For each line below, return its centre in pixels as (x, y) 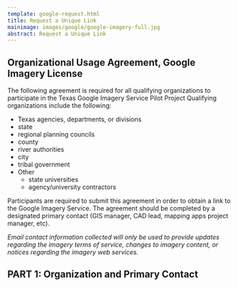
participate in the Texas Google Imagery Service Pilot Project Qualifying (112, 98)
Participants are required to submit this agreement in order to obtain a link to (119, 201)
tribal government (44, 164)
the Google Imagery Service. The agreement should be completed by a (111, 208)
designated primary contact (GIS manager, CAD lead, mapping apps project (118, 216)
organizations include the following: (59, 106)
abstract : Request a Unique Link (57, 34)
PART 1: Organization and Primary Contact (103, 275)
